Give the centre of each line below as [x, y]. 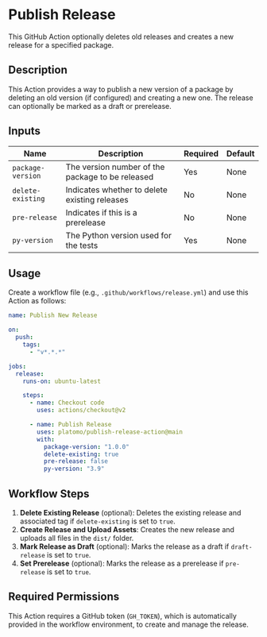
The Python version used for [119, 235]
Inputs [25, 131]
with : [46, 439]
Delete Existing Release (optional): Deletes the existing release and [130, 512]
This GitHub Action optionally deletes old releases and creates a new [121, 37]
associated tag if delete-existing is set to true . [98, 521]
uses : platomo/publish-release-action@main [110, 432]
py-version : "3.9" [74, 469]
